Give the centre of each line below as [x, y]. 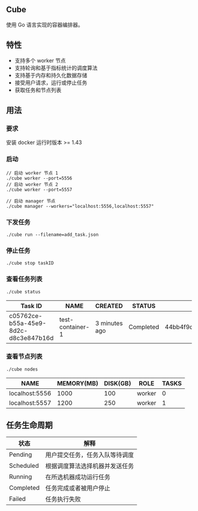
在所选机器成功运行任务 [78, 477]
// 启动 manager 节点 [31, 201]
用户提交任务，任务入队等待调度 [90, 455]
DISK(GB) [118, 383]
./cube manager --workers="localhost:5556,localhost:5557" [80, 206]
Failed [17, 499]
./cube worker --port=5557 [39, 189]
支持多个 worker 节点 [40, 60]
